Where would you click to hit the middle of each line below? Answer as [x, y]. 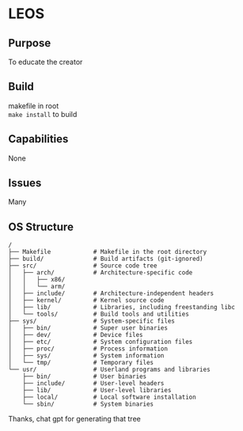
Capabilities [38, 139]
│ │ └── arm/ [37, 287]
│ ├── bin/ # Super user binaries [88, 328]
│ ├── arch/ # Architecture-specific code [101, 273]
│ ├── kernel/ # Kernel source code [86, 301]
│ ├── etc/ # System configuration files [101, 342]
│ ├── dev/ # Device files [76, 335]
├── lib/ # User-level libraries [97, 391]
